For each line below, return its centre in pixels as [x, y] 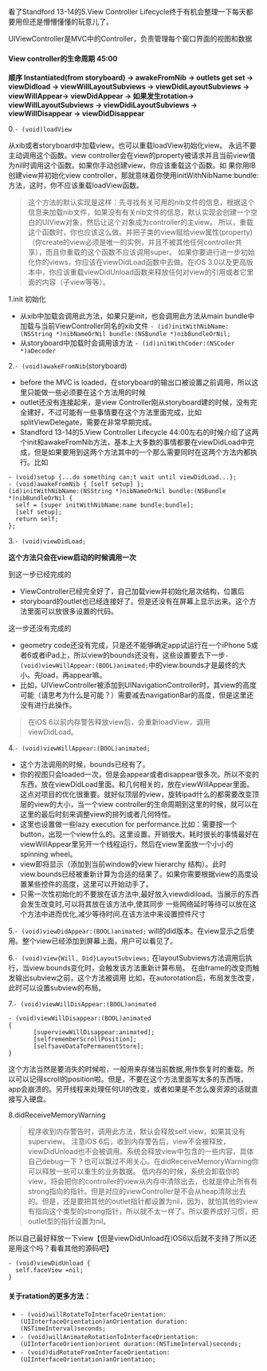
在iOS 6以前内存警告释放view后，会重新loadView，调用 [119, 722]
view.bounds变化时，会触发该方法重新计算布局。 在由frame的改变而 [141, 968]
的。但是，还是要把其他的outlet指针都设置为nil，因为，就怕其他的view [143, 1201]
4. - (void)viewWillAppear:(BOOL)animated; [79, 748]
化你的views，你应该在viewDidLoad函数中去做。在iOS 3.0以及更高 [137, 263]
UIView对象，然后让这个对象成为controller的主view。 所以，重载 [147, 223]
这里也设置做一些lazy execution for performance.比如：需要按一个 [128, 824]
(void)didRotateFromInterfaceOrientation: [99, 1353]
